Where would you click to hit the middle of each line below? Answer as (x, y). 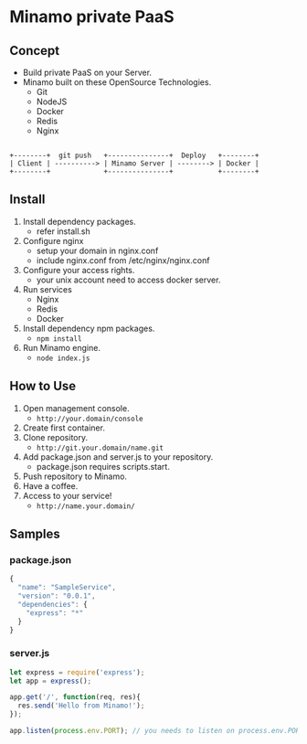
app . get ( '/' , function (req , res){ (75, 697)
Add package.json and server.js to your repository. (118, 457)
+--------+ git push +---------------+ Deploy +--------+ (134, 155)
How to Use (43, 386)
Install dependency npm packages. (89, 328)
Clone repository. (55, 437)
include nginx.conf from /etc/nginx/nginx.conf (123, 260)
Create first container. (64, 428)
